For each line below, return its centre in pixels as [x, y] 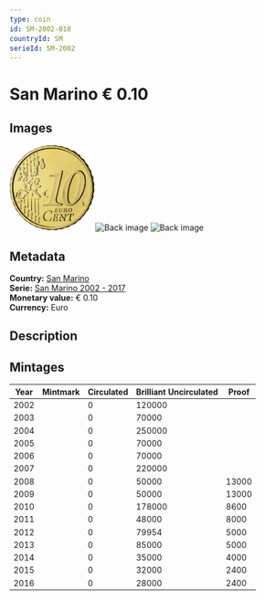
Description [43, 337]
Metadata [37, 256]
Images [31, 128]
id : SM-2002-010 [40, 29]
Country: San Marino [49, 279]
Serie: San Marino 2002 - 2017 [68, 289]
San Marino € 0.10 [79, 95]
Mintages [37, 367]
